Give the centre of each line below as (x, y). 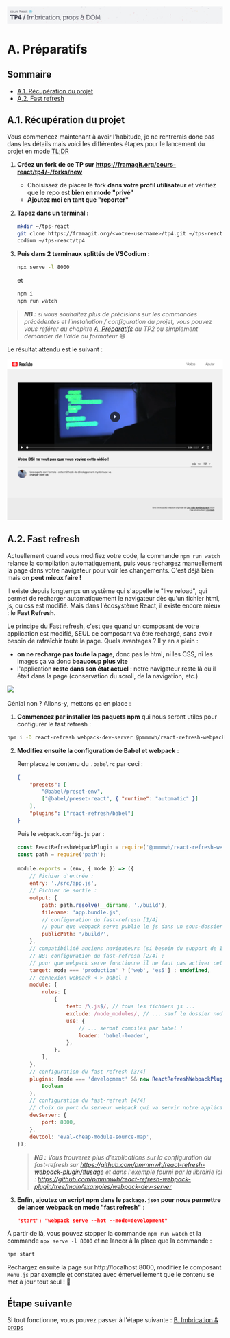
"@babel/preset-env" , (73, 792)
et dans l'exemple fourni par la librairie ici (164, 1172)
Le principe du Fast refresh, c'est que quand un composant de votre (103, 626)
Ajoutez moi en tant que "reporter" (78, 199)
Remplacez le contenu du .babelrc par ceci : (80, 763)
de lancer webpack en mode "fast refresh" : (81, 1207)
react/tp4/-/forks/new (50, 172)
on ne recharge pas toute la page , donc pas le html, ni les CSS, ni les (115, 654)
